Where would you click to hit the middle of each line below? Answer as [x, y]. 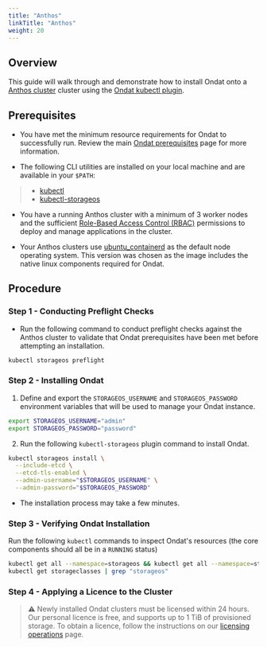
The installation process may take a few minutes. [100, 503]
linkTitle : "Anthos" [43, 23]
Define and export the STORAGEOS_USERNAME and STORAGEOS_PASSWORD [129, 398]
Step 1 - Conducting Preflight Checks [81, 311]
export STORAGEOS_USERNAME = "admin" [67, 421]
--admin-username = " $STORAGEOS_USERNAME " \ [87, 481]
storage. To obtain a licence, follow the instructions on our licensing [139, 626]
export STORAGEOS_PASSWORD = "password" [72, 428]
